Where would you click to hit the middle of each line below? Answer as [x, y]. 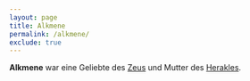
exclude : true [36, 42]
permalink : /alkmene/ [50, 34]
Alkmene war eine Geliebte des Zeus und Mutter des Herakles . [125, 68]
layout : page [33, 17]
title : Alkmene [37, 26]
